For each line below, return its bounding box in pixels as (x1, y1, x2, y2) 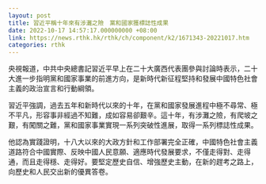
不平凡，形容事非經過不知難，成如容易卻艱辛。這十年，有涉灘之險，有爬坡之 (8, 110, 258, 120)
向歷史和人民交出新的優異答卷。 (8, 167, 112, 177)
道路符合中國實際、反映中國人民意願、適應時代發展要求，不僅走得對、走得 (8, 148, 251, 157)
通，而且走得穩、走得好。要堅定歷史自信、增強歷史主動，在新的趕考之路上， (8, 157, 258, 167)
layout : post (8, 11, 51, 20)
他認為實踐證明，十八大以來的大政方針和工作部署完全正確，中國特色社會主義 (8, 137, 258, 147)
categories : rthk (8, 41, 66, 49)
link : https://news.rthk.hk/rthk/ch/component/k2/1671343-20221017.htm (8, 33, 249, 42)
